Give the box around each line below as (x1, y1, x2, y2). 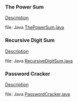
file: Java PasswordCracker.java (5, 91, 71, 97)
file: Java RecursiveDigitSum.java (5, 58, 73, 64)
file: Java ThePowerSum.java (5, 24, 64, 30)
